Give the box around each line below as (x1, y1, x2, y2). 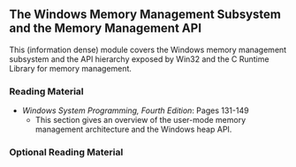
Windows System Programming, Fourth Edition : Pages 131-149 (21, 105, 249, 116)
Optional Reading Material (9, 146, 124, 158)
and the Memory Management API (9, 21, 201, 36)
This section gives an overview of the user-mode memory (34, 115, 247, 125)
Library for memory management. (9, 63, 133, 73)
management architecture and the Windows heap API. (34, 124, 232, 135)
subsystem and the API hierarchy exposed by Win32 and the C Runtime (9, 53, 269, 65)
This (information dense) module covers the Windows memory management (9, 44, 287, 55)
